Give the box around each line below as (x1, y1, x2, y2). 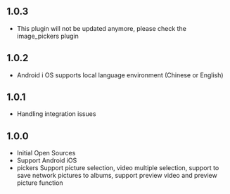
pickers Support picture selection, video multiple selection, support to (16, 164, 219, 172)
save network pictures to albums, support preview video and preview (16, 172, 217, 180)
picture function (16, 179, 64, 187)
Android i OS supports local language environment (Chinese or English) (16, 70, 224, 79)
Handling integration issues (16, 110, 96, 118)
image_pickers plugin (16, 32, 79, 40)
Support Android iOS (16, 156, 77, 164)
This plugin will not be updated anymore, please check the (16, 24, 187, 32)
